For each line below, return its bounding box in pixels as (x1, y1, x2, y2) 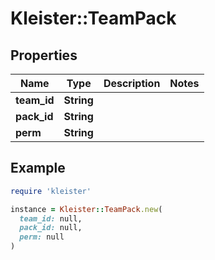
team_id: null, (19, 213, 83, 224)
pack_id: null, (19, 223, 83, 233)
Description (103, 77, 161, 90)
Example (10, 160, 66, 177)
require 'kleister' (10, 186, 92, 196)
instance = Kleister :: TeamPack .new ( (10, 204, 163, 214)
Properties (10, 47, 78, 64)
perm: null (19, 232, 65, 242)
